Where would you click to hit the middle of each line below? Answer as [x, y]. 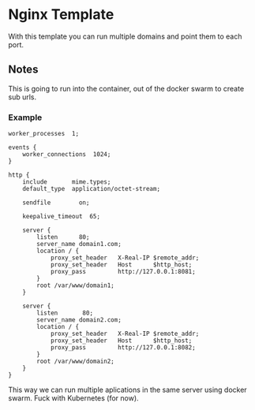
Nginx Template [61, 15]
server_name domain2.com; [79, 320]
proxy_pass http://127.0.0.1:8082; [123, 348]
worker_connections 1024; [67, 155]
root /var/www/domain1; [75, 285]
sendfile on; [56, 203]
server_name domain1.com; [79, 244]
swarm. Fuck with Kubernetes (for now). [74, 398]
